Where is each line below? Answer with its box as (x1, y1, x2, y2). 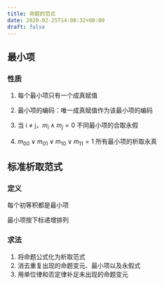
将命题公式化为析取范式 (17, 252, 86, 260)
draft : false (7, 23, 46, 30)
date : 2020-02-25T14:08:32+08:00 (7, 17, 105, 24)
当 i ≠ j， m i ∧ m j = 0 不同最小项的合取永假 (17, 121, 139, 131)
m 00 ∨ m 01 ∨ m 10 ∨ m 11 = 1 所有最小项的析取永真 (17, 137, 158, 147)
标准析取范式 (7, 161, 63, 173)
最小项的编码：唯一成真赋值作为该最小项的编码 (17, 106, 153, 114)
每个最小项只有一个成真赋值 (17, 91, 98, 100)
